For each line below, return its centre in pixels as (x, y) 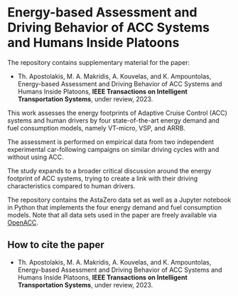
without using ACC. (36, 157)
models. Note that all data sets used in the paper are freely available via (112, 215)
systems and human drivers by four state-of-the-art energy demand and (114, 120)
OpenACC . (23, 223)
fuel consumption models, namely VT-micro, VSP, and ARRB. (97, 128)
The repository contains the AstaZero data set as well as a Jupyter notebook (119, 200)
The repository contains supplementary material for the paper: (99, 62)
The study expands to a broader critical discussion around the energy (109, 170)
